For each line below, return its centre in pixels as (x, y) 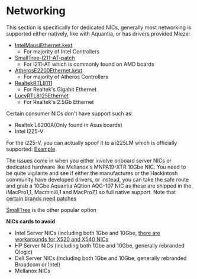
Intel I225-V (29, 131)
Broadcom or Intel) (38, 264)
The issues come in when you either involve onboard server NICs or (89, 160)
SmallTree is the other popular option (51, 210)
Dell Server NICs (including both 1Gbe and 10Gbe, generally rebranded (101, 258)
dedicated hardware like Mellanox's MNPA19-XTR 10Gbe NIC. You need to (96, 167)
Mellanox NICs (33, 271)
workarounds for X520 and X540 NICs (62, 239)
